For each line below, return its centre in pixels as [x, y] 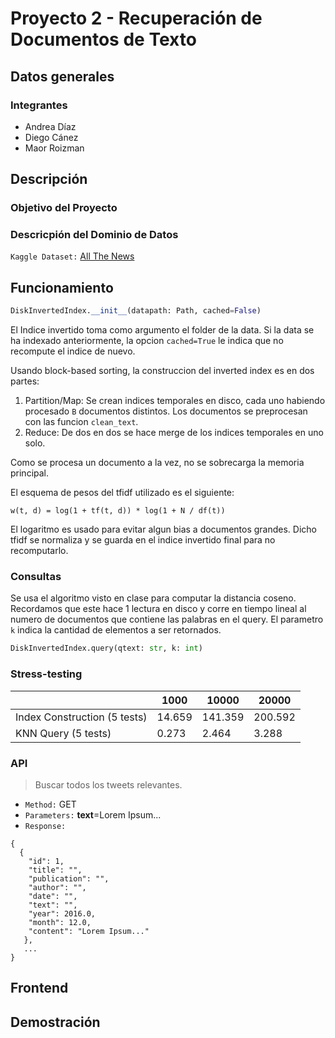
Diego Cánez [51, 137]
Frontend [39, 988]
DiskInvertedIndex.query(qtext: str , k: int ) [106, 648]
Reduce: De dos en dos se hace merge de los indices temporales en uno [174, 433]
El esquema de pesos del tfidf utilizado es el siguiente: [122, 493]
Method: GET [50, 804]
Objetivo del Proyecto [64, 208]
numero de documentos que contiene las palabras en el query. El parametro [167, 619]
